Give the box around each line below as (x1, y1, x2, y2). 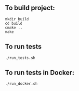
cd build (5, 21, 23, 26)
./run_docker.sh (5, 81, 38, 86)
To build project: (5, 4, 55, 12)
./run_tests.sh (5, 55, 36, 60)
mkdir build (5, 16, 29, 21)
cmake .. (5, 25, 23, 30)
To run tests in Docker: (5, 69, 75, 77)
